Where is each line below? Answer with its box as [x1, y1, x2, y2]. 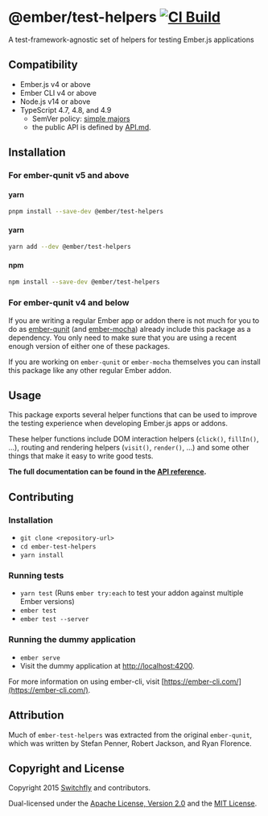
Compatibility [8, 58, 78, 72]
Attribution [8, 709, 64, 723]
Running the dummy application [8, 634, 136, 645]
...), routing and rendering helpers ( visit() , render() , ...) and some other [8, 443, 249, 453]
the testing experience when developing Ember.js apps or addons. [8, 419, 228, 429]
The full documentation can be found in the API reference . [8, 467, 207, 477]
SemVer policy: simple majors [31, 114, 130, 123]
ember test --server [19, 615, 89, 623]
